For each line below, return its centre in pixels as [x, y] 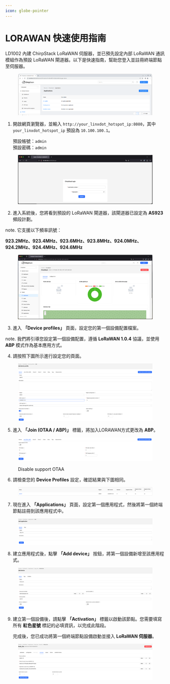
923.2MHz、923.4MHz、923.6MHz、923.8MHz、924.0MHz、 [73, 241]
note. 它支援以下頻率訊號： [33, 230]
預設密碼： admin [29, 147]
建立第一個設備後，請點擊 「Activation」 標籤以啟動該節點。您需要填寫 [87, 619]
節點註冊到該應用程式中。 [39, 511]
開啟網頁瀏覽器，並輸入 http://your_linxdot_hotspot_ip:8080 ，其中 [84, 124]
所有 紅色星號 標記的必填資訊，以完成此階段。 [61, 625]
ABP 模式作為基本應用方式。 [35, 345]
